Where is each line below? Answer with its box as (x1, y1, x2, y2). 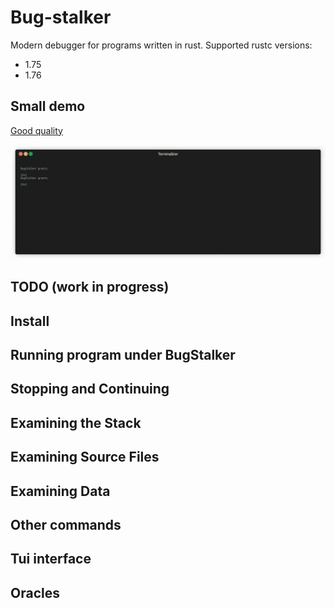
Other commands (10, 516, 122, 533)
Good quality (10, 124, 63, 136)
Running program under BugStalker (10, 347, 236, 364)
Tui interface (10, 551, 92, 568)
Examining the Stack (10, 414, 142, 431)
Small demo (10, 98, 86, 115)
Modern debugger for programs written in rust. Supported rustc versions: (10, 39, 313, 51)
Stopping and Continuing (10, 381, 170, 398)
